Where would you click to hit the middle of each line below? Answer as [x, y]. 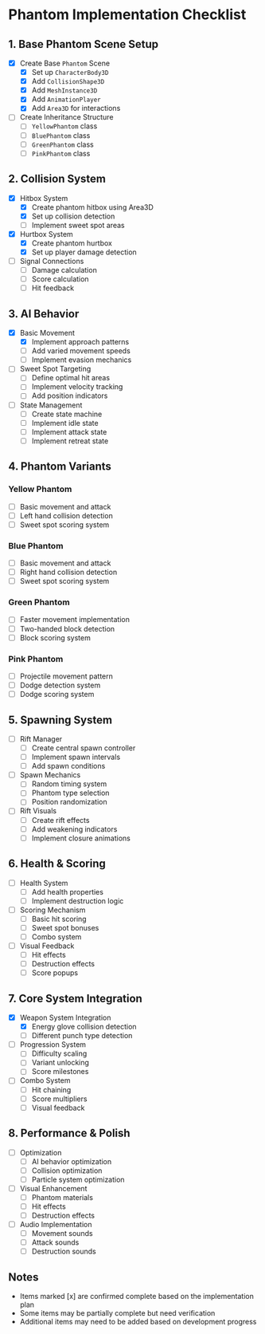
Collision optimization [67, 1171]
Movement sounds [62, 1234]
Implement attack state [69, 431]
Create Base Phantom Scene [64, 63]
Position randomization [69, 802]
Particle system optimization [78, 1179]
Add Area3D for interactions [76, 108]
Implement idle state [65, 423]
